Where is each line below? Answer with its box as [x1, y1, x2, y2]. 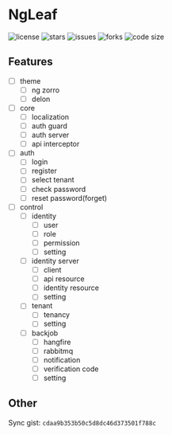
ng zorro [31, 85, 60, 95]
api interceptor [31, 139, 80, 149]
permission [43, 237, 81, 248]
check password [31, 184, 86, 194]
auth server [31, 130, 70, 140]
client [43, 265, 62, 275]
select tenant [31, 175, 75, 185]
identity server [31, 257, 79, 265]
